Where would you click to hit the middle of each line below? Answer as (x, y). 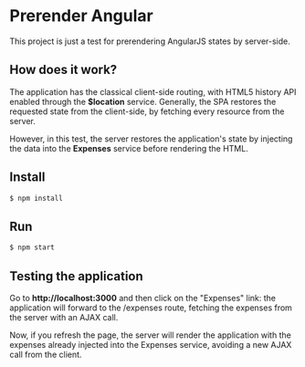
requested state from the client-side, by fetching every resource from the (147, 111)
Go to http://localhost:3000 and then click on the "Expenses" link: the (143, 298)
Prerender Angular (81, 16)
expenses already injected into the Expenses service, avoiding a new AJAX (151, 344)
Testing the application (76, 276)
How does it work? (63, 70)
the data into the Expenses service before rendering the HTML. (129, 148)
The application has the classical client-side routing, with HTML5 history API (153, 91)
